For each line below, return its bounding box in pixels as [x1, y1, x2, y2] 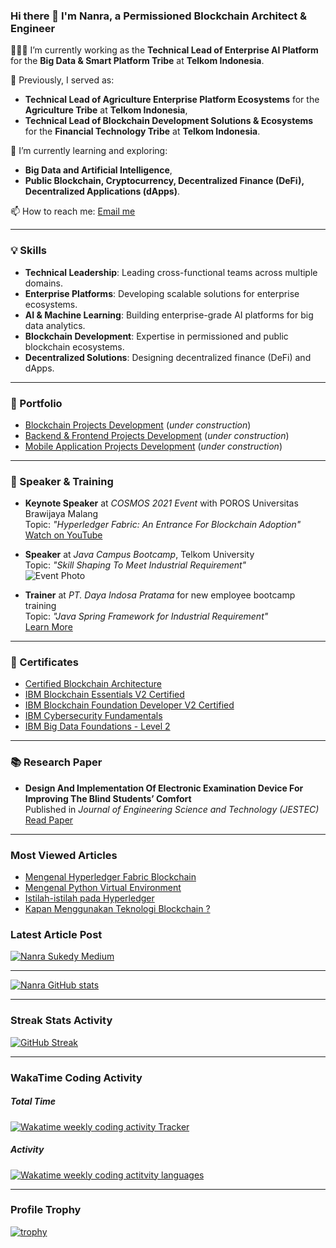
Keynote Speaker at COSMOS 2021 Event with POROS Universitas [24, 497, 299, 509]
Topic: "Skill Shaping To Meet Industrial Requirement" [24, 559, 247, 571]
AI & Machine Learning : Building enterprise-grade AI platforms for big [24, 309, 314, 321]
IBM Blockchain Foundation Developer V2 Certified [24, 699, 235, 711]
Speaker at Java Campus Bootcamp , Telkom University [24, 549, 255, 561]
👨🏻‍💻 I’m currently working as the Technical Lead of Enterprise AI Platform [10, 44, 319, 56]
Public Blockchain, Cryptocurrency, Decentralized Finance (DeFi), [24, 175, 305, 187]
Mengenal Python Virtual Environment [24, 882, 182, 894]
